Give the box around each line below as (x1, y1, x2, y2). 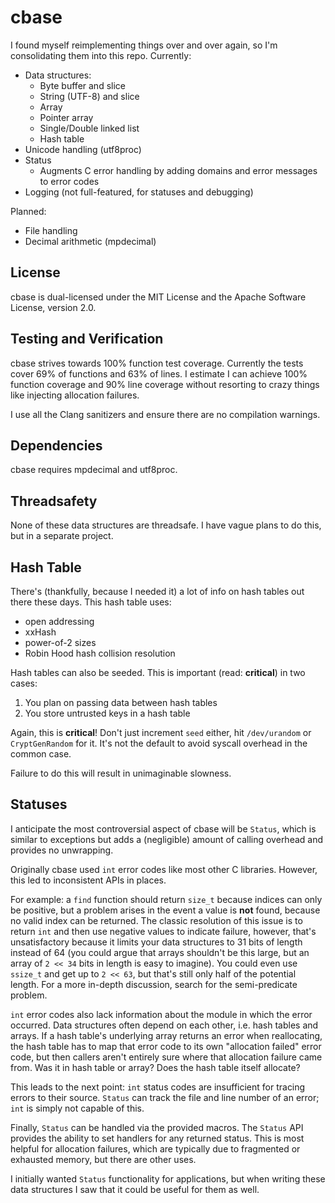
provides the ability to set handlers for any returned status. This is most (10, 1132, 305, 1144)
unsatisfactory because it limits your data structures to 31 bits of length (10, 936, 303, 948)
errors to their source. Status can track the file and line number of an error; (10, 1091, 320, 1103)
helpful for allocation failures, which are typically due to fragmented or (10, 1142, 301, 1155)
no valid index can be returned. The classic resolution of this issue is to (10, 914, 303, 926)
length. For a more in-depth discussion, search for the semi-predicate (10, 978, 298, 990)
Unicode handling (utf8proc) (24, 143, 142, 155)
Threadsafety (10, 492, 98, 510)
